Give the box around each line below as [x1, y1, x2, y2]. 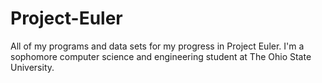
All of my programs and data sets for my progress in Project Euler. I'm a [10, 40, 305, 52]
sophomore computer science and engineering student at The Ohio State [10, 50, 312, 62]
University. [10, 61, 55, 73]
